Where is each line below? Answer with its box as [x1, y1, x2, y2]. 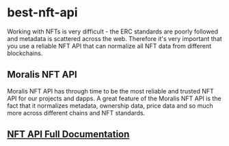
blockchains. [7, 49, 43, 57]
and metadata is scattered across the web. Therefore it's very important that [7, 34, 222, 42]
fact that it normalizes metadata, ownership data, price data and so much [7, 101, 213, 110]
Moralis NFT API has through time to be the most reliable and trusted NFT [7, 87, 214, 95]
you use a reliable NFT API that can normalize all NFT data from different [7, 42, 212, 50]
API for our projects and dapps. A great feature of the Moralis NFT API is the [7, 94, 221, 102]
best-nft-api [7, 5, 78, 20]
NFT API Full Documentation [7, 128, 130, 141]
